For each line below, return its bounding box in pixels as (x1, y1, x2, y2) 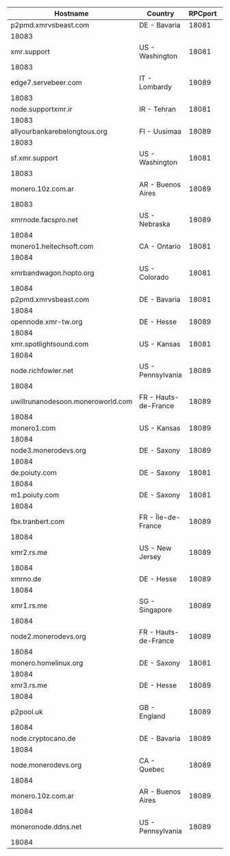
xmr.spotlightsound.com (10, 340, 89, 348)
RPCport (188, 9, 217, 18)
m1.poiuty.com (10, 490, 60, 499)
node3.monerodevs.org (10, 446, 87, 455)
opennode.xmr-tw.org (10, 317, 83, 326)
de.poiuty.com (10, 468, 57, 477)
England (139, 711, 166, 721)
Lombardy (139, 82, 172, 91)
